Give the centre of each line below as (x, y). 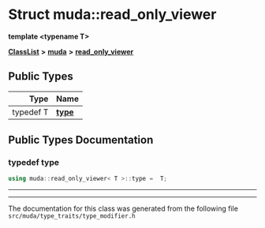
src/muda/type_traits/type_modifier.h (72, 216)
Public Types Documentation (81, 140)
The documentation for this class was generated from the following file (123, 209)
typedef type (34, 163)
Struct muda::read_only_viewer (112, 15)
